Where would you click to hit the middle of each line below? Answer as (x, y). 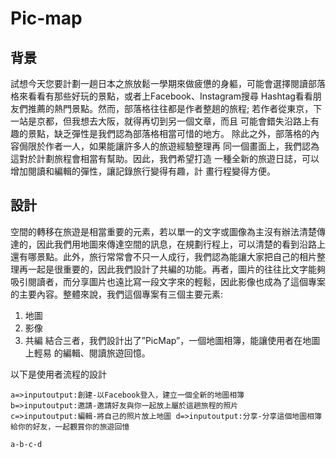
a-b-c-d (26, 444)
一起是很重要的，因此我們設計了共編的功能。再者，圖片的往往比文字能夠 (176, 269)
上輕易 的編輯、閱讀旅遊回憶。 (87, 353)
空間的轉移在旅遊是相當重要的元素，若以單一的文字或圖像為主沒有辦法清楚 (163, 231)
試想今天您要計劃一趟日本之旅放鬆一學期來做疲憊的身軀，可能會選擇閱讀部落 (168, 83)
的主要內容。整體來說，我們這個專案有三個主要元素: (117, 294)
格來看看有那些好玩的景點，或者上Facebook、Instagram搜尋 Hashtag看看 (161, 96)
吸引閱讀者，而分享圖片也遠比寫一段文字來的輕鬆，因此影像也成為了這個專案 (168, 281)
